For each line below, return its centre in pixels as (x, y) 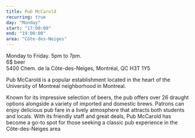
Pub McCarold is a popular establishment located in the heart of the (88, 80)
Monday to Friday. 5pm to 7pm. (44, 56)
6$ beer (16, 62)
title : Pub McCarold (32, 11)
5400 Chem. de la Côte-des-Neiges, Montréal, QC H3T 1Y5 (78, 68)
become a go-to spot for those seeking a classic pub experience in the (92, 122)
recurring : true (26, 17)
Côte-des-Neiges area (33, 129)
